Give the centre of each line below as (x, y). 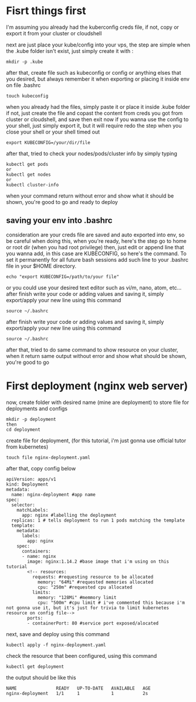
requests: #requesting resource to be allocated (93, 577)
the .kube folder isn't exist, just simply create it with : (70, 51)
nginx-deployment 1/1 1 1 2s (77, 693)
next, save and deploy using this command (58, 634)
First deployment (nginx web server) (97, 386)
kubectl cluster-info (33, 185)
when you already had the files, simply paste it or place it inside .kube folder (98, 106)
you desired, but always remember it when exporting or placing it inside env (98, 79)
